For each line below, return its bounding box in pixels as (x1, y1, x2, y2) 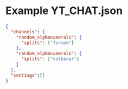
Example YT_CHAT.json (5, 4, 123, 18)
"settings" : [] (11, 72, 45, 78)
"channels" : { (11, 29, 45, 35)
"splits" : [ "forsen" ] (21, 40, 75, 46)
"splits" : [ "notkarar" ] (21, 56, 80, 62)
